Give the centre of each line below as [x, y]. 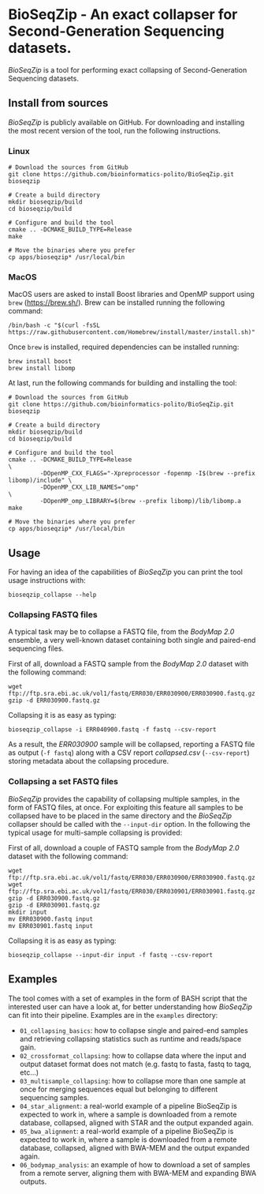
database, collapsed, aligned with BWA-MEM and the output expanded [134, 1147]
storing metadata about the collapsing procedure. [89, 761]
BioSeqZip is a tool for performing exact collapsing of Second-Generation [128, 69]
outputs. [33, 1181]
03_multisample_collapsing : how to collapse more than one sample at [132, 1080]
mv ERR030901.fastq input [50, 926]
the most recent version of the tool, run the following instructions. [114, 130]
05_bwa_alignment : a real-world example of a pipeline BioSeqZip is [126, 1131]
